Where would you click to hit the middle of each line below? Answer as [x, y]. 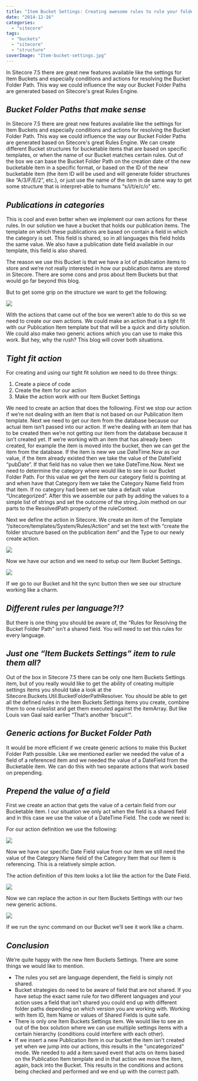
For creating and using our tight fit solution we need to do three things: [92, 373]
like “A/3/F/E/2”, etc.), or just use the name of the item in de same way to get [99, 180]
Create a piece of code [42, 384]
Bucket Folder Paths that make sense [76, 110]
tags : [13, 34]
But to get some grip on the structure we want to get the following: [87, 292]
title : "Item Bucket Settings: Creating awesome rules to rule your [92, 12]
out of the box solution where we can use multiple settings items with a [101, 1028]
